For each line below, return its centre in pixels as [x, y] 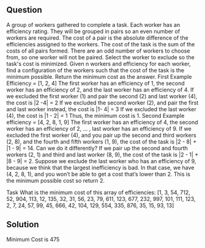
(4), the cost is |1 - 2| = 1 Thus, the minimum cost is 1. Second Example [95, 115]
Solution [23, 224]
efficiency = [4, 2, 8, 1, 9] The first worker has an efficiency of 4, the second [102, 122]
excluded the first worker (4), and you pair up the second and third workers [102, 135]
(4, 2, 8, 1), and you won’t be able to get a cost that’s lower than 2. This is [99, 174]
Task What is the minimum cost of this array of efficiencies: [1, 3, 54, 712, [99, 192]
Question [24, 10]
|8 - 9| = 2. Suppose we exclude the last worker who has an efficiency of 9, [101, 161]
